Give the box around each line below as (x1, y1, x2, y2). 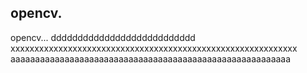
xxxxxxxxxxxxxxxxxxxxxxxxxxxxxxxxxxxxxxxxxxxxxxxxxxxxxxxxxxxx (10, 42, 298, 54)
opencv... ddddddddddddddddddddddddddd (10, 31, 196, 43)
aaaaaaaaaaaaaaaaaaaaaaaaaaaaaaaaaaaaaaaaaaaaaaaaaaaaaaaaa (10, 52, 292, 65)
